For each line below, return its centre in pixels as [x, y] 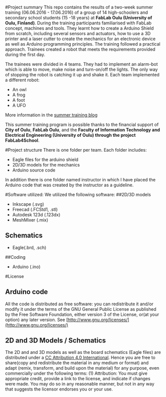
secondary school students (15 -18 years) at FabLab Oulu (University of [79, 18]
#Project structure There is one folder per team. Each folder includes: [76, 150]
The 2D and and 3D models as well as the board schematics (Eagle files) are [83, 352]
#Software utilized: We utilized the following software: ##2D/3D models [78, 195]
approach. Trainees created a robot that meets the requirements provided [80, 49]
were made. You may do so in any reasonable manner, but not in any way [80, 384]
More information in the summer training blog [51, 115]
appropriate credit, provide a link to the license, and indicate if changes [78, 379]
